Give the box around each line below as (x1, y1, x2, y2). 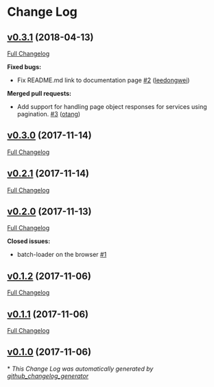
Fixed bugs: (7, 63, 42, 71)
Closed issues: (7, 237, 51, 245)
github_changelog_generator (7, 371, 89, 380)
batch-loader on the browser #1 (16, 251, 107, 259)
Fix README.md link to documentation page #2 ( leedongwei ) (16, 76, 190, 84)
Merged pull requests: (7, 90, 72, 97)
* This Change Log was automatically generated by (7, 364, 154, 373)
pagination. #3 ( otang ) (16, 110, 81, 118)
